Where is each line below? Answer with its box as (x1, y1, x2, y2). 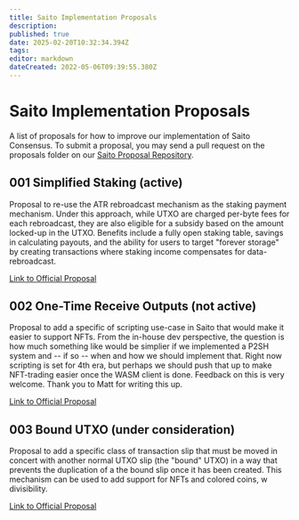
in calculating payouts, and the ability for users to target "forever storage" (9, 237, 279, 248)
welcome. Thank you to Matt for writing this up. (9, 379, 183, 390)
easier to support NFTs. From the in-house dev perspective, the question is (9, 331, 285, 343)
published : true (9, 29, 69, 38)
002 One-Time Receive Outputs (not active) (9, 299, 256, 314)
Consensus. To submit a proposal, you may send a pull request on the (9, 140, 265, 150)
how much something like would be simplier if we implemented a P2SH (9, 341, 270, 352)
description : (9, 21, 58, 30)
